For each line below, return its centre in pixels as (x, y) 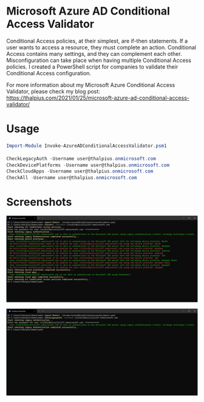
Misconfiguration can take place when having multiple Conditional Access (99, 60)
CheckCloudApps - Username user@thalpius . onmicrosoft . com (80, 171)
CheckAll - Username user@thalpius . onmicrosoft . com (72, 178)
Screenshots (39, 202)
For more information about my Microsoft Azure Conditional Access (91, 85)
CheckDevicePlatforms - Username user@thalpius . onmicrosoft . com (88, 165)
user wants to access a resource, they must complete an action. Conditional (101, 47)
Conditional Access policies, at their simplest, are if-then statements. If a (97, 41)
